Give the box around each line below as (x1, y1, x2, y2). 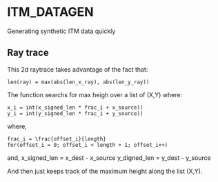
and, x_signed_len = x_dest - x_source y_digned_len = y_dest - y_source (7, 153, 212, 162)
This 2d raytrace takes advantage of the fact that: (7, 65, 148, 73)
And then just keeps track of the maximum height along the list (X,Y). (7, 167, 203, 175)
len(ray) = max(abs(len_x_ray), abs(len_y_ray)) (7, 79, 150, 85)
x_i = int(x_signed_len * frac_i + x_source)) (7, 104, 143, 111)
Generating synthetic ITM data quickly (7, 27, 116, 35)
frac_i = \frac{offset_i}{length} (7, 135, 107, 142)
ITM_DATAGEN (7, 4, 95, 20)
